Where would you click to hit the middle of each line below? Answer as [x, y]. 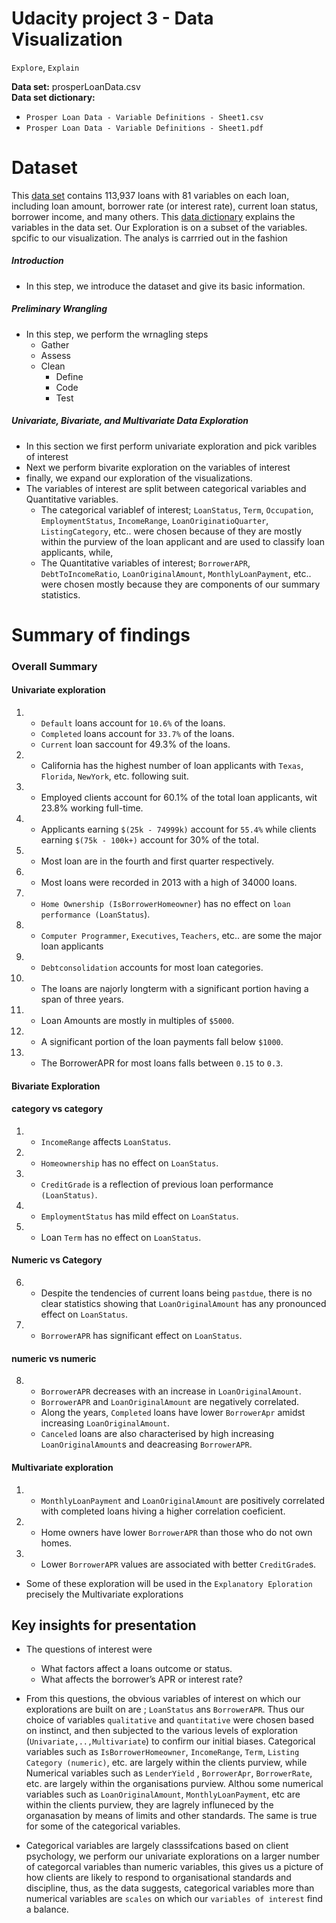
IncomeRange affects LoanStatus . [106, 1141]
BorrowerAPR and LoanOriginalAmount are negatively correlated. [170, 1402]
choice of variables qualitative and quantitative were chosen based [170, 1720]
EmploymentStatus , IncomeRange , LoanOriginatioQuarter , [154, 520]
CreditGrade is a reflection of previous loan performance [157, 1184]
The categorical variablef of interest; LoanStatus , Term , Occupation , [177, 509]
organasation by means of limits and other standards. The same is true [171, 1816]
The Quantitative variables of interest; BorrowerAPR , [145, 563]
